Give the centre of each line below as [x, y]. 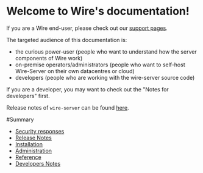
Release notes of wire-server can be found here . [68, 107]
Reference [28, 157]
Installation [29, 144]
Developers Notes [38, 163]
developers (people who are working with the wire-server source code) [105, 77]
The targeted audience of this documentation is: [67, 40]
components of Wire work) [49, 58]
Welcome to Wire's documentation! [98, 11]
